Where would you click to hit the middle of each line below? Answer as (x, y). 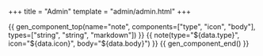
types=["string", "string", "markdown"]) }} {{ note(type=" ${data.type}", (124, 35)
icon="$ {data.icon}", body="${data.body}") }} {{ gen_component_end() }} (129, 43)
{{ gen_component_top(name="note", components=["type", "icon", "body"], (132, 26)
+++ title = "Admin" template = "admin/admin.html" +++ (100, 11)
